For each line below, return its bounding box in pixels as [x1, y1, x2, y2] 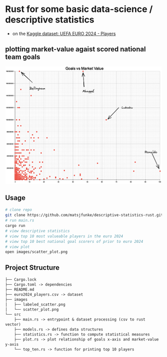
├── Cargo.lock [5, 277, 37, 282]
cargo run [5, 223, 26, 228]
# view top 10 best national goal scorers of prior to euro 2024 [5, 239, 143, 244]
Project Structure [5, 263, 60, 272]
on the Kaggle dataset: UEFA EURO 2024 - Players [12, 30, 116, 36]
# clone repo [5, 207, 32, 212]
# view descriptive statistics [5, 228, 70, 233]
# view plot [5, 244, 30, 249]
